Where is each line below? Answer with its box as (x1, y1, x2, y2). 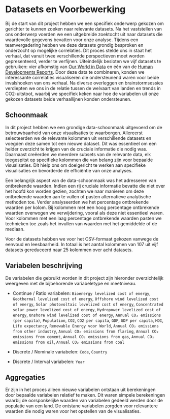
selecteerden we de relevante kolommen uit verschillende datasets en (5, 135, 152, 141)
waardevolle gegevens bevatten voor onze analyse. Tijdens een (5, 37, 139, 43)
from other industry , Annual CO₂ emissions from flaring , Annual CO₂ (12, 328, 159, 334)
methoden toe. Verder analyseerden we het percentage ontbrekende (5, 199, 149, 205)
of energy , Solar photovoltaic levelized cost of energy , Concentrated (12, 301, 163, 307)
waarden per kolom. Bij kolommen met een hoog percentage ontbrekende (5, 204, 160, 211)
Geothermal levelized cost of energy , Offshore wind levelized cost (12, 295, 159, 302)
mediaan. (5, 226, 25, 232)
